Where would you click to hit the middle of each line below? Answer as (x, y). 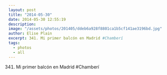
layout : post (22, 10)
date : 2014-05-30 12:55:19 (37, 19)
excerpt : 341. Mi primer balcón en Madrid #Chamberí (66, 39)
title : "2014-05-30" (30, 15)
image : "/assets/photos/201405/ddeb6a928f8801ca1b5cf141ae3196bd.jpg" (85, 29)
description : (22, 24)
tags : (14, 43)
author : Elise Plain (30, 33)
